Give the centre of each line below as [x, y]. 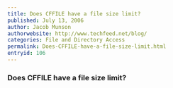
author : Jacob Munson [39, 27]
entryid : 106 [27, 54]
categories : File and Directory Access [66, 40]
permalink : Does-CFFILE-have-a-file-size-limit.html [87, 46]
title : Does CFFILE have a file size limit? [74, 14]
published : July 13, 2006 [45, 20]
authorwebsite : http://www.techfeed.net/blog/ [77, 33]
